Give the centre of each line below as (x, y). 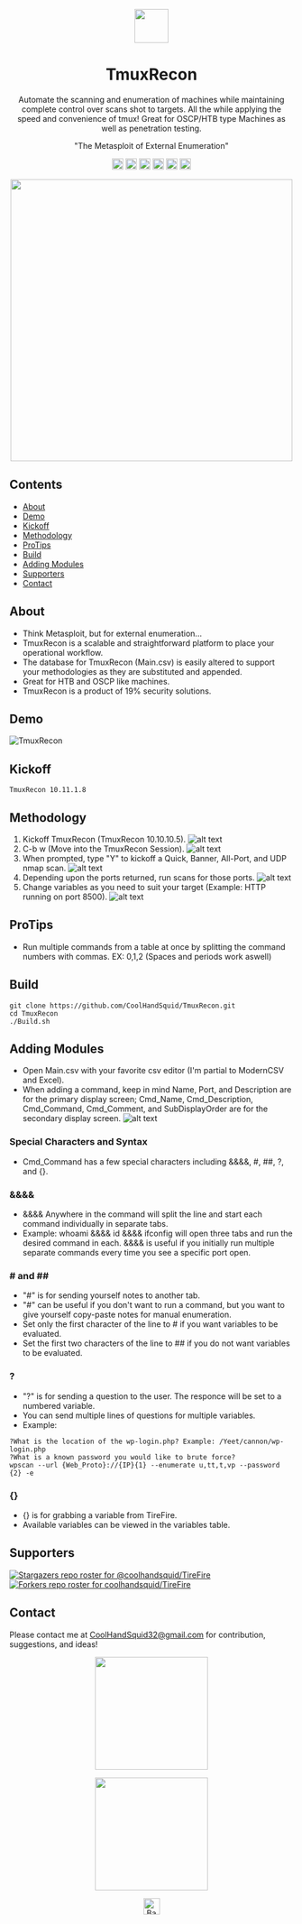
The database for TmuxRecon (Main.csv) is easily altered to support (148, 662)
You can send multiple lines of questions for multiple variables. (139, 1415)
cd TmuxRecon (34, 1013)
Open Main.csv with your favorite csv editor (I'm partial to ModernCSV (153, 1071)
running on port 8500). (65, 897)
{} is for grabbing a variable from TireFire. (100, 1514)
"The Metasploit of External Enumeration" (151, 145)
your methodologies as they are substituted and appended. (132, 671)
